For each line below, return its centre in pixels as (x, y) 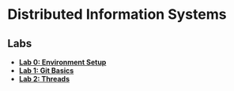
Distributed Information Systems (117, 15)
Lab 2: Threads (44, 79)
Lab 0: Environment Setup (62, 62)
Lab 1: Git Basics (46, 71)
